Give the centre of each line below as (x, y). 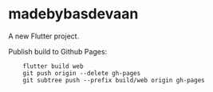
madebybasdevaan (73, 14)
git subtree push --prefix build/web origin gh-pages (114, 80)
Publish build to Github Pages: (58, 51)
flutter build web (53, 66)
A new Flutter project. (44, 36)
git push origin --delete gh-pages (82, 73)
